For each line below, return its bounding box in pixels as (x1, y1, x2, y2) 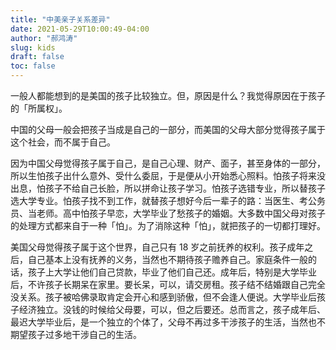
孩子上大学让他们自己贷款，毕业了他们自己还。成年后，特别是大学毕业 (27, 266, 317, 278)
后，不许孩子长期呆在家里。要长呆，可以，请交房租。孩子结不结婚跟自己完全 (10, 279, 326, 290)
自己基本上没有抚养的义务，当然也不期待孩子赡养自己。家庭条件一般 (27, 254, 308, 265)
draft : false (10, 52, 65, 62)
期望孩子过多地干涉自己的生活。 (10, 329, 142, 340)
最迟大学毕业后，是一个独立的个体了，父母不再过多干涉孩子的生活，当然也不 (10, 316, 326, 328)
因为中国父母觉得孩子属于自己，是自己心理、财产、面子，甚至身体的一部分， (10, 157, 326, 169)
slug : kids (10, 42, 56, 53)
